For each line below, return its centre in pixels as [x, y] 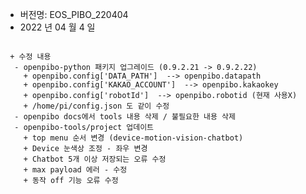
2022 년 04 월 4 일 [57, 27]
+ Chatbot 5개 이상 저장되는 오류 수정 [95, 159]
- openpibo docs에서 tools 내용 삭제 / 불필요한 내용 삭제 [125, 117]
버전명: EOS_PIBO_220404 [74, 14]
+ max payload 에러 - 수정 [75, 170]
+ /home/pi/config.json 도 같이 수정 [96, 106]
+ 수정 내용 [30, 57]
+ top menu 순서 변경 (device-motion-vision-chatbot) [133, 138]
